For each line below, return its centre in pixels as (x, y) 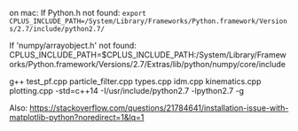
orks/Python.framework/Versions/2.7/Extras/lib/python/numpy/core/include (148, 64)
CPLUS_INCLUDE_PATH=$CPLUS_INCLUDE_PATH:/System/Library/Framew (148, 55)
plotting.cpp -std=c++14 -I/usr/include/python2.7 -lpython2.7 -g (127, 91)
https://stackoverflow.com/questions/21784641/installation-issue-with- (159, 108)
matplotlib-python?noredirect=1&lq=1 (77, 117)
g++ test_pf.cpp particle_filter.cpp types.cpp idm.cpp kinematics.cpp (135, 81)
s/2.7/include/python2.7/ (57, 29)
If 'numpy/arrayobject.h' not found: (73, 45)
